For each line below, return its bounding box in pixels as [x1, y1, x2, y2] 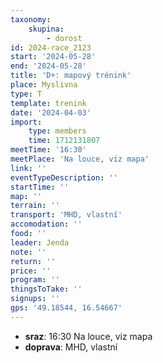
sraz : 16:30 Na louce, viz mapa [24, 330, 153, 342]
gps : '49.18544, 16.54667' [10, 303, 123, 313]
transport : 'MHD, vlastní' [10, 210, 123, 220]
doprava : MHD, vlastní [24, 341, 118, 353]
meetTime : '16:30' [10, 145, 87, 155]
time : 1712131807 [28, 136, 101, 146]
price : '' [10, 266, 52, 276]
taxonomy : [10, 14, 52, 25]
